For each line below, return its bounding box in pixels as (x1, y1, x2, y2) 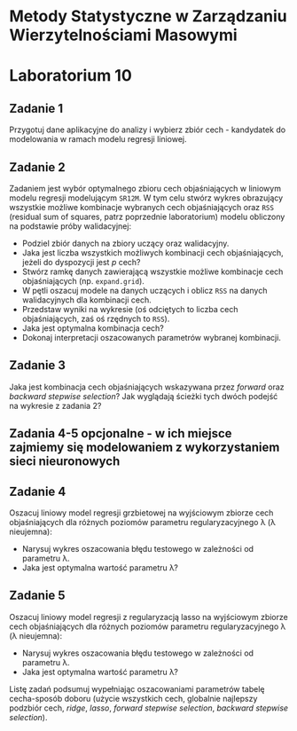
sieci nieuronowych (9, 454, 121, 469)
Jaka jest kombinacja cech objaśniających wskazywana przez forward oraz (9, 381, 285, 392)
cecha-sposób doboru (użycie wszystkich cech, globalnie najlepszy (9, 693, 258, 703)
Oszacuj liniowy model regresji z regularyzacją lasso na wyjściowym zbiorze (9, 611, 288, 622)
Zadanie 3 (9, 358, 66, 373)
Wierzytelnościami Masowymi (9, 25, 238, 45)
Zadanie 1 (9, 100, 64, 116)
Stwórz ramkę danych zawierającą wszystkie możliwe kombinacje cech (21, 266, 284, 277)
